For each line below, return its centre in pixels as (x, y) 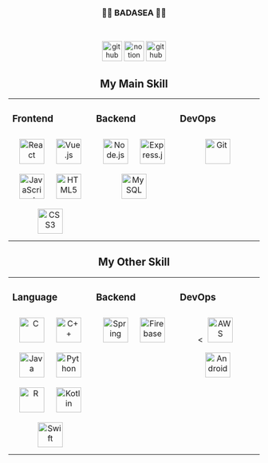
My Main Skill (134, 83)
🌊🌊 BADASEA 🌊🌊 (134, 13)
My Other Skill (134, 262)
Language (35, 298)
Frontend (33, 119)
